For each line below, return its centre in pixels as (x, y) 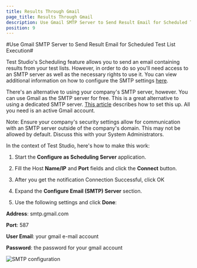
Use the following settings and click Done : (66, 202)
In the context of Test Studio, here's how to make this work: (78, 146)
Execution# (20, 51)
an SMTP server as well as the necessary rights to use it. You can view (91, 74)
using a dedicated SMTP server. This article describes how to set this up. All (98, 104)
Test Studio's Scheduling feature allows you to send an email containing (93, 62)
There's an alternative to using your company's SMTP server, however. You (97, 92)
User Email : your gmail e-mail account (52, 236)
